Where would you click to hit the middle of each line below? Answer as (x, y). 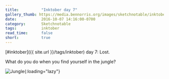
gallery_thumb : (21, 14)
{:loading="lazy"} (42, 71)
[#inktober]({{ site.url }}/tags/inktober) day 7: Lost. (58, 52)
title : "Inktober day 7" (41, 10)
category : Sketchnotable (38, 24)
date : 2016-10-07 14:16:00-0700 (50, 19)
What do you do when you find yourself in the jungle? (61, 61)
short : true (28, 38)
